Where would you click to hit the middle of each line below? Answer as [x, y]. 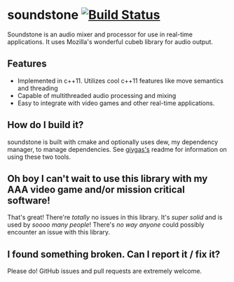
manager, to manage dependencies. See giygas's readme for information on [117, 149]
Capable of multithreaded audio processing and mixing [97, 95]
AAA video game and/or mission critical [96, 189]
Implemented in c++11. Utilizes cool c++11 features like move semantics [121, 80]
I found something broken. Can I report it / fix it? [114, 254]
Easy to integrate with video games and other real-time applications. [116, 103]
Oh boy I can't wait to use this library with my [108, 178]
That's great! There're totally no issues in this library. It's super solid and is [115, 218]
